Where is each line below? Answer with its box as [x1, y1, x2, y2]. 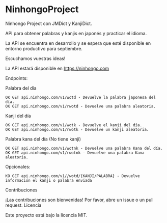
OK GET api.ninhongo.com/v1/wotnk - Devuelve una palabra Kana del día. [5, 146, 163, 151]
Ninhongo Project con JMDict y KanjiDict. [5, 20, 92, 26]
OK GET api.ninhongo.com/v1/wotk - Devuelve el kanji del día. [5, 122, 143, 128]
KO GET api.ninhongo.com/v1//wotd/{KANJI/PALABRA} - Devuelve [5, 173, 140, 179]
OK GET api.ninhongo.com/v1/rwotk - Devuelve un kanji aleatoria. [5, 127, 149, 132]
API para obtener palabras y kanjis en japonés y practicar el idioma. [5, 30, 147, 36]
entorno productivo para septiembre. [5, 45, 83, 51]
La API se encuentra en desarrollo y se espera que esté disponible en [5, 40, 151, 46]
